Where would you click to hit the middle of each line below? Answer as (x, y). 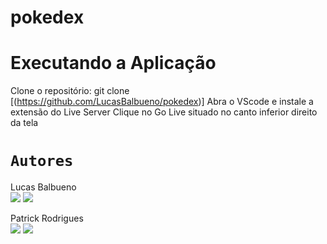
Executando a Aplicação (113, 63)
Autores (42, 161)
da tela (24, 123)
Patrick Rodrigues (47, 218)
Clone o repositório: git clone (70, 91)
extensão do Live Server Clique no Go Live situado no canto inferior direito (164, 112)
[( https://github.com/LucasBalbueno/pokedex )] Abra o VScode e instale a (162, 102)
